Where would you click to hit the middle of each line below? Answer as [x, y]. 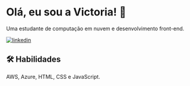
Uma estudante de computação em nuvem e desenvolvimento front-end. [95, 28]
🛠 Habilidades [34, 60]
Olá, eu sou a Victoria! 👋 [66, 12]
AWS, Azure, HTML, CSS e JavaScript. [53, 77]
